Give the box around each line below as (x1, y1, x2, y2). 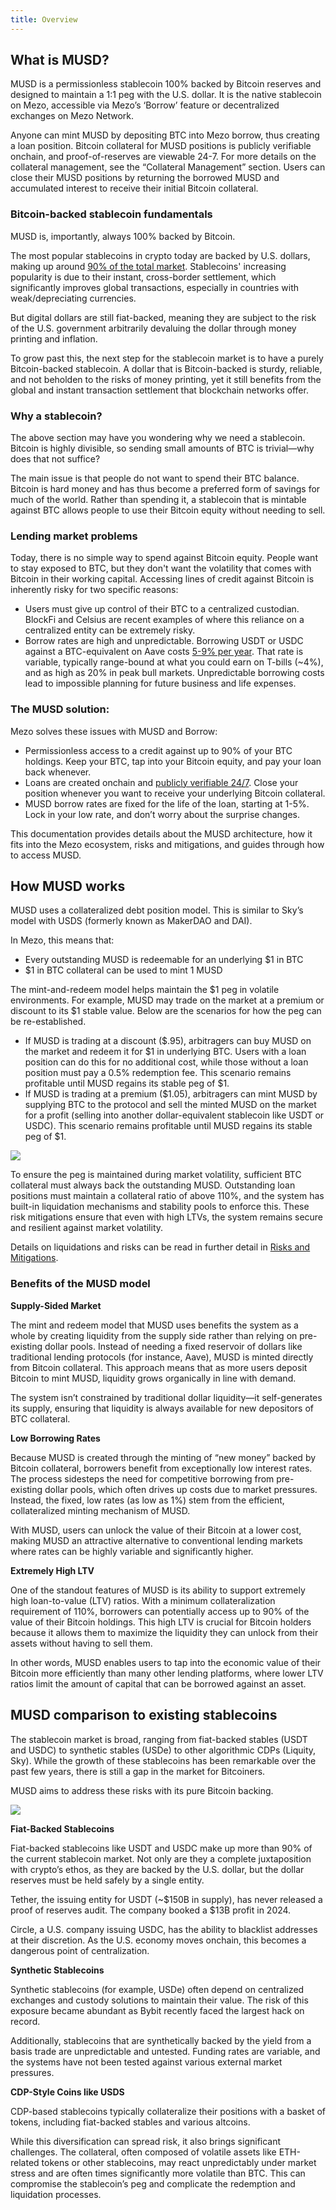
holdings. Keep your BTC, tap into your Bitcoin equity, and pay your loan (24, 755, 322, 767)
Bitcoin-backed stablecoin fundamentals (10, 207, 213, 221)
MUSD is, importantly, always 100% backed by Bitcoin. (10, 230, 236, 242)
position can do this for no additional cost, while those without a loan (24, 1056, 309, 1068)
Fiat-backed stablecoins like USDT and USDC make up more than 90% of (10, 1842, 313, 1854)
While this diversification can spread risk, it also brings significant (10, 2135, 282, 2147)
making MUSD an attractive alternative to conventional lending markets (10, 1534, 303, 1546)
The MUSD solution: (10, 702, 110, 716)
